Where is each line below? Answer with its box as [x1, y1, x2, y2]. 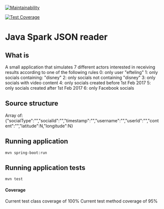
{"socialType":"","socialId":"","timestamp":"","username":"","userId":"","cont [5, 117, 159, 123]
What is [5, 51, 30, 59]
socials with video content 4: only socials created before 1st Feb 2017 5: [5, 80, 151, 86]
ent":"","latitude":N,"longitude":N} [5, 123, 73, 129]
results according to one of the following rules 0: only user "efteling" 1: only [5, 70, 158, 75]
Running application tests [5, 164, 86, 172]
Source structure [5, 99, 59, 108]
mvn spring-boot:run [5, 150, 48, 155]
